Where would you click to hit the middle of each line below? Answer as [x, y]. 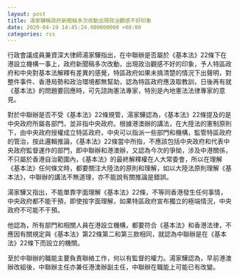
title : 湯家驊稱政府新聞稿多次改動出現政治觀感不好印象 [79, 21]
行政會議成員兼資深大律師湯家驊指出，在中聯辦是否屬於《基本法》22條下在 [117, 55]
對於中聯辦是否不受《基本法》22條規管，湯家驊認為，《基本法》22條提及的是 [119, 115]
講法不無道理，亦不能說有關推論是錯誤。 [113, 177]
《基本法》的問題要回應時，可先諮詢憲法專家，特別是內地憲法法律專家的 [113, 91]
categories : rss [31, 34]
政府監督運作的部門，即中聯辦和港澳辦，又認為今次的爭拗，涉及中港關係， [122, 150]
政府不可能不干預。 [36, 210]
